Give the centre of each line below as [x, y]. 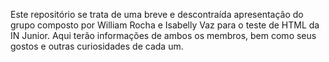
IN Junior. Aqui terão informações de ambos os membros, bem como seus [163, 35]
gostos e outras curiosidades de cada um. [97, 46]
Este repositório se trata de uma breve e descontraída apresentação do [157, 14]
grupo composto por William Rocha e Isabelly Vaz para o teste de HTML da [165, 25]
